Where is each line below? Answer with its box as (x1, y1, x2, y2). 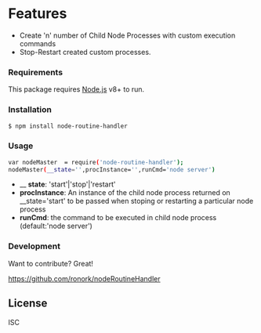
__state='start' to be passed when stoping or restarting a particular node (19, 197, 254, 206)
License (8, 297, 48, 310)
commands (19, 38, 56, 48)
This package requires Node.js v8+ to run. (8, 85, 145, 94)
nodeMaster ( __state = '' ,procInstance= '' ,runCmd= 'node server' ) (8, 165, 216, 173)
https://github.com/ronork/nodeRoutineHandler (8, 273, 161, 283)
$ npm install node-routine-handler (8, 122, 128, 130)
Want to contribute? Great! (8, 259, 94, 268)
